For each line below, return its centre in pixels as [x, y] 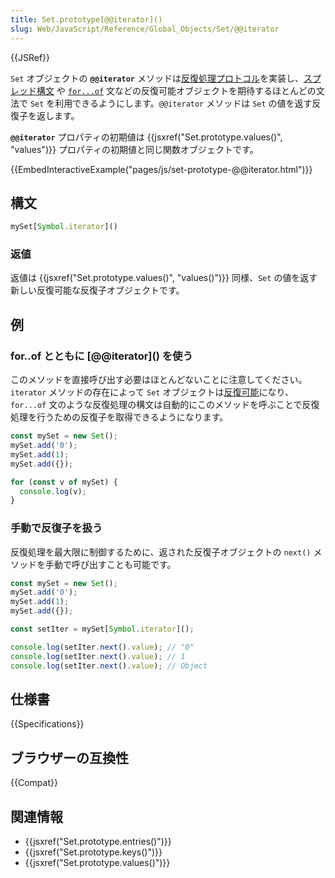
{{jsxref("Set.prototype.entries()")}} [98, 842]
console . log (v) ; [53, 491]
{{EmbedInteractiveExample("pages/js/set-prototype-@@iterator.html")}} [161, 169]
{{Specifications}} [47, 724]
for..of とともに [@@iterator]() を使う [101, 356]
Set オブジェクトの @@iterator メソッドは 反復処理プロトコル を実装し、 [157, 78]
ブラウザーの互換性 [69, 757]
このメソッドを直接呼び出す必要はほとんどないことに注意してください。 [159, 380]
